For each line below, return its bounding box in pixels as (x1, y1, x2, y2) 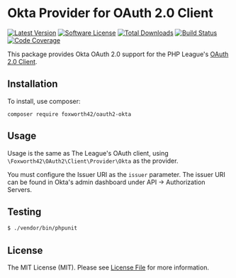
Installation (7, 78, 58, 90)
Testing (7, 205, 42, 218)
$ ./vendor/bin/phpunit (7, 225, 78, 232)
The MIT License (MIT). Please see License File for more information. (7, 263, 209, 272)
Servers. (7, 185, 33, 193)
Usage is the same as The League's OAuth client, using (7, 149, 169, 157)
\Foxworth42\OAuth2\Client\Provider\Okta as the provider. (7, 156, 179, 165)
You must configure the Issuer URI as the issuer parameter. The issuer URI (7, 170, 225, 178)
